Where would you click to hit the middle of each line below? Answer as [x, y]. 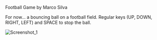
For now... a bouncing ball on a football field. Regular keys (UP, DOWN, [79, 17]
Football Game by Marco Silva [36, 7]
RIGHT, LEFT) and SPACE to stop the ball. [48, 23]
